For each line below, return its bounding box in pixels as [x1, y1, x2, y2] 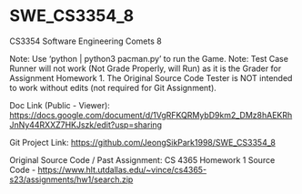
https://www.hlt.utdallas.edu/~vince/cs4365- [37, 164, 207, 175]
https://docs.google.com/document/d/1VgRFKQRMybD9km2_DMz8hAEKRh [9, 109, 293, 120]
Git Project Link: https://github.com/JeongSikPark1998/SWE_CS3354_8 [9, 137, 276, 148]
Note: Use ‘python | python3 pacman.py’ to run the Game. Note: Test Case [9, 53, 289, 64]
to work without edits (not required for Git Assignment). [9, 82, 216, 93]
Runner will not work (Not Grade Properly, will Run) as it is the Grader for [9, 63, 282, 74]
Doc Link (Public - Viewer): [9, 99, 111, 110]
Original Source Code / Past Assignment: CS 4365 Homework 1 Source [9, 154, 276, 165]
